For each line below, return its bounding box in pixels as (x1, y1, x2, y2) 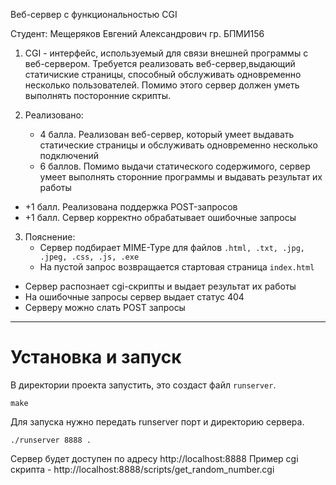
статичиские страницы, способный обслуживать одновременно (24, 69, 302, 80)
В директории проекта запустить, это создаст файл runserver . (10, 379, 277, 391)
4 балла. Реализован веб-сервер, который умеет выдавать (39, 129, 295, 140)
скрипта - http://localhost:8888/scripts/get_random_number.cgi (10, 463, 275, 475)
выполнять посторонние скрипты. (24, 90, 171, 101)
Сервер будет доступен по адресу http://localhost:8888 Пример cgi (10, 452, 299, 464)
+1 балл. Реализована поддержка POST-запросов (24, 201, 238, 213)
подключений (39, 150, 100, 161)
